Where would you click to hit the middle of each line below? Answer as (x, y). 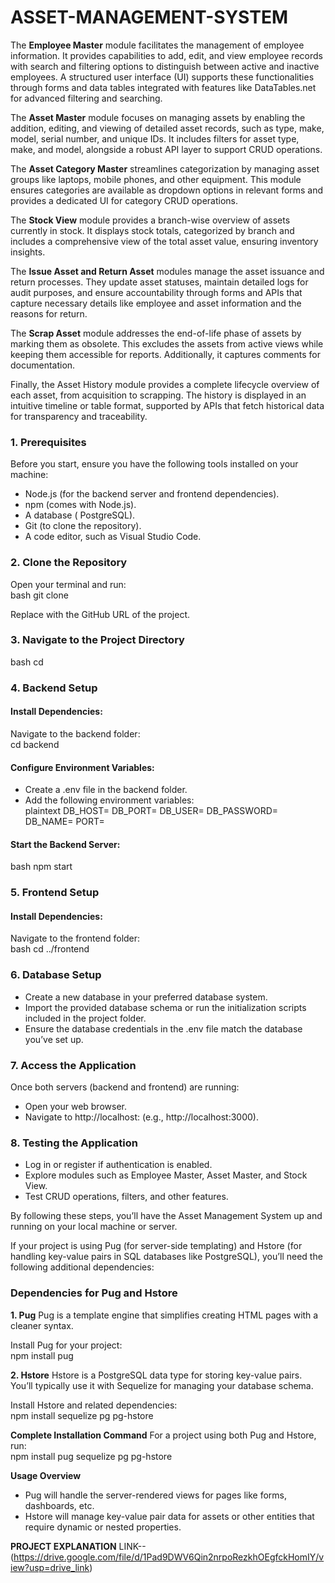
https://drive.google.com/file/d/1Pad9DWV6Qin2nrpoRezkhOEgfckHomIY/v (169, 1557)
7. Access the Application (73, 1065)
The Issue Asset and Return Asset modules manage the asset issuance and (167, 271)
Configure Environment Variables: (82, 767)
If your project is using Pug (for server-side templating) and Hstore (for (156, 1246)
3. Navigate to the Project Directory (97, 640)
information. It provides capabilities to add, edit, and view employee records (166, 55)
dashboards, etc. (59, 1505)
